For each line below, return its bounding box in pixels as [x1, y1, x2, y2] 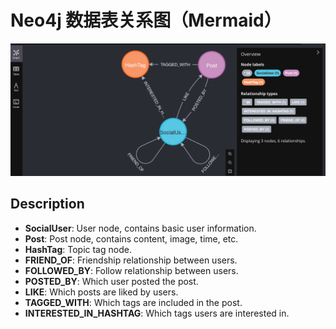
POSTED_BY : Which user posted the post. [24, 275, 199, 287]
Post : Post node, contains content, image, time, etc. [24, 232, 239, 245]
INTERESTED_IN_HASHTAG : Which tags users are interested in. [24, 307, 290, 319]
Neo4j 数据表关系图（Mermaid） [10, 9, 282, 32]
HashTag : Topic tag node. [24, 243, 132, 255]
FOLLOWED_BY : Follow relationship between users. [24, 264, 239, 276]
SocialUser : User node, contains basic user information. [24, 222, 257, 234]
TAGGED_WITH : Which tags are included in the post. [24, 296, 243, 308]
